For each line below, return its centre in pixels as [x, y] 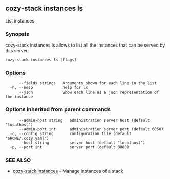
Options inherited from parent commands [58, 109]
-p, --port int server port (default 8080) [70, 147]
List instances [20, 20]
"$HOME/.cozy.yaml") [27, 138]
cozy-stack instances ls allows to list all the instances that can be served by [85, 45]
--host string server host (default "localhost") [82, 143]
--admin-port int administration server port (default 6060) [91, 129]
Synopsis [17, 34]
